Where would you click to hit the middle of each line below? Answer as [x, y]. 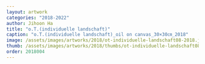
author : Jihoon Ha [30, 23]
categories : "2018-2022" [38, 18]
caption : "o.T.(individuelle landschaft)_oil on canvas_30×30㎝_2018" [98, 35]
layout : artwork [27, 12]
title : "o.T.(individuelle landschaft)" [59, 29]
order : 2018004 [26, 52]
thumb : [15, 46]
